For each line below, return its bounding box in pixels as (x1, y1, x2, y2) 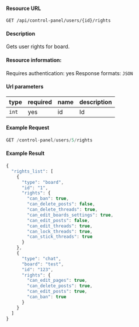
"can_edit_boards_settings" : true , (27, 212, 114, 218)
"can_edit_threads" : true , (27, 223, 93, 229)
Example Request (6, 124, 50, 132)
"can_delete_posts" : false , (27, 201, 95, 207)
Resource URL (6, 5, 41, 12)
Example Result (6, 150, 45, 157)
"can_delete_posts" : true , (27, 283, 93, 289)
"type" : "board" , (21, 179, 64, 185)
